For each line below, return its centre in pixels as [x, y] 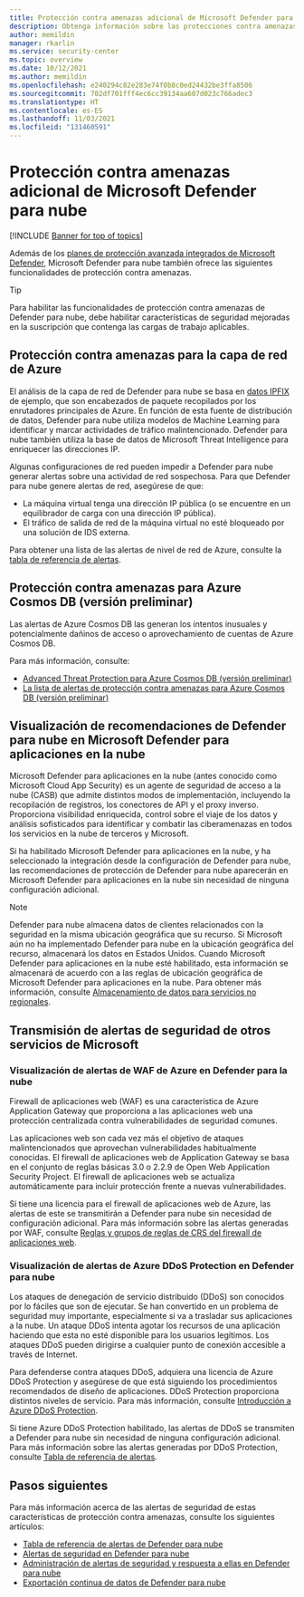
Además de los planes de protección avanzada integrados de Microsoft [142, 253]
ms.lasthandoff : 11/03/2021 [62, 119]
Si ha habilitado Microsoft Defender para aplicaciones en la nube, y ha [140, 851]
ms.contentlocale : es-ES [56, 111]
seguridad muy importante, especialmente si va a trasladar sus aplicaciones [151, 1316]
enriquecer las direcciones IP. [65, 448]
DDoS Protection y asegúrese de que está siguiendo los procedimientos [143, 1381]
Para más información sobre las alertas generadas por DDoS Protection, [143, 1448]
